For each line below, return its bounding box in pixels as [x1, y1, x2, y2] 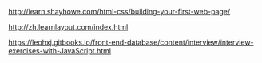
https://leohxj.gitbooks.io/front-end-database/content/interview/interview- [8, 37, 254, 47]
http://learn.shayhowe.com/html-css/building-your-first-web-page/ [8, 7, 231, 16]
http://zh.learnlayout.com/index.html [8, 22, 129, 31]
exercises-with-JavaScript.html [8, 46, 112, 55]
